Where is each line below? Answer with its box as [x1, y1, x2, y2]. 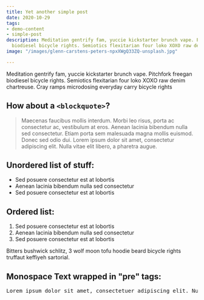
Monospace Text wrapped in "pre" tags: [6, 271, 162, 282]
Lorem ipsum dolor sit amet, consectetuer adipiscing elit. [6, 287, 189, 294]
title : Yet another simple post [6, 8, 88, 15]
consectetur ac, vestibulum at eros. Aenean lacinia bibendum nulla [21, 123, 188, 130]
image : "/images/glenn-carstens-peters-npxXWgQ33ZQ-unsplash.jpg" [6, 48, 178, 55]
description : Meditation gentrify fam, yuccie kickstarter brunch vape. [6, 37, 194, 43]
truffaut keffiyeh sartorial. [6, 254, 70, 261]
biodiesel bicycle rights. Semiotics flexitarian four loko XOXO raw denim [6, 76, 186, 84]
